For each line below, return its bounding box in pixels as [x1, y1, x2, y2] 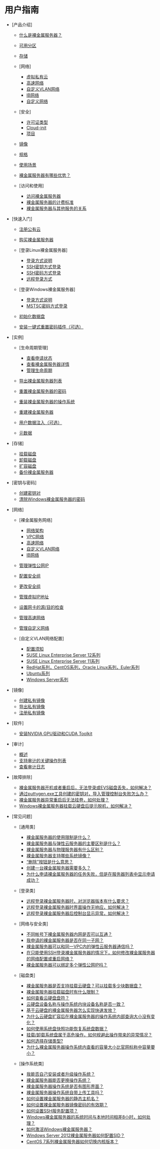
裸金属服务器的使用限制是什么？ [26, 834, 91, 840]
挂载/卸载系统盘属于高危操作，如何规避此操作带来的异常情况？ [26, 1032, 153, 1038]
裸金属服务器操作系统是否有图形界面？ [26, 1083, 104, 1089]
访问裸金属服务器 [26, 193, 61, 199]
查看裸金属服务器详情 [26, 361, 69, 367]
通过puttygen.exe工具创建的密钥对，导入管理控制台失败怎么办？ [19, 791, 149, 797]
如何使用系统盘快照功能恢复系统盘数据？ [26, 1025, 108, 1031]
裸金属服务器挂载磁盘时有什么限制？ [26, 989, 100, 994]
